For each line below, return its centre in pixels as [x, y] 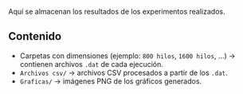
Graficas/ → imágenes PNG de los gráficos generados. [110, 81]
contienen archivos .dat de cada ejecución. [91, 64]
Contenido [35, 36]
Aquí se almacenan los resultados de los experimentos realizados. [117, 12]
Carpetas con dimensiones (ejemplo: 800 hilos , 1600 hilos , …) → [127, 56]
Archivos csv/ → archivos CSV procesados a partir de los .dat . [124, 72]
